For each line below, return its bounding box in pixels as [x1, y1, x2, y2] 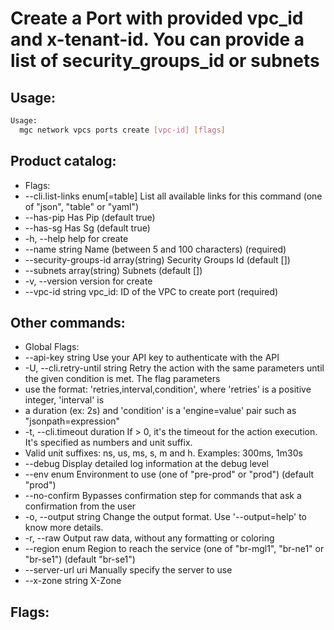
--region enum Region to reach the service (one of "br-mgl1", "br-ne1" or [24, 543, 325, 555]
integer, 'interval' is [24, 394, 105, 406]
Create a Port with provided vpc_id [10, 7, 304, 30]
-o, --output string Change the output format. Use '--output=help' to [24, 511, 307, 523]
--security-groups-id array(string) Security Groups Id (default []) [24, 253, 291, 266]
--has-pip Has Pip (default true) [24, 211, 156, 223]
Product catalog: [10, 153, 117, 170]
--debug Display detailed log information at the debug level [24, 458, 269, 470]
